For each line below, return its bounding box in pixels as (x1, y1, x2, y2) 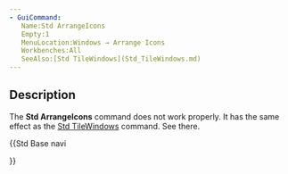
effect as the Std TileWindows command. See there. (9, 120, 201, 131)
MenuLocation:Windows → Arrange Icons (21, 37, 166, 47)
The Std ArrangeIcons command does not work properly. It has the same (9, 111, 280, 121)
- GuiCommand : (9, 12, 62, 22)
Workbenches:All (21, 46, 82, 55)
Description (9, 87, 76, 103)
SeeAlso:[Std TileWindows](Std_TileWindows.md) (21, 54, 202, 63)
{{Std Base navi (9, 137, 67, 148)
